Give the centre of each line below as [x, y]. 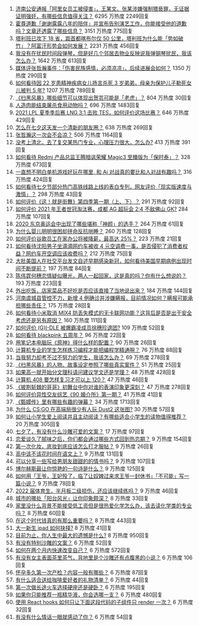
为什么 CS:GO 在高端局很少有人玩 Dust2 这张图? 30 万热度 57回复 [95, 409]
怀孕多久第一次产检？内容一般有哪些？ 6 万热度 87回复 [82, 572]
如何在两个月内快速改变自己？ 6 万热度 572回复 [73, 550]
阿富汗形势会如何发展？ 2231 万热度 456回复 [86, 46]
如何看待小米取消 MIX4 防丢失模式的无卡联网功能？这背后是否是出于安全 [104, 313]
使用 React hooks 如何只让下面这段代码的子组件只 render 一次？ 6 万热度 [104, 602]
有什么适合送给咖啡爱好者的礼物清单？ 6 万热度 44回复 [82, 580]
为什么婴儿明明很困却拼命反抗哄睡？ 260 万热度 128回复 [84, 231]
